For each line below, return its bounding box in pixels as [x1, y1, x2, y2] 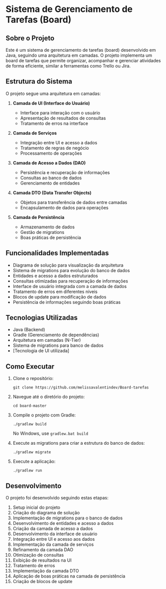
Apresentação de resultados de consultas [20, 115, 106, 121]
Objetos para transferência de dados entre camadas [20, 199, 127, 205]
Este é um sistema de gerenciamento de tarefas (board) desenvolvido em [5, 47, 156, 53]
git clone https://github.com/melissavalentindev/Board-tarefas [12, 385, 149, 390]
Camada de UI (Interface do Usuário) [12, 100, 90, 106]
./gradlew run [12, 468, 42, 473]
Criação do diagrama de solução [12, 510, 80, 516]
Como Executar [5, 362, 55, 371]
